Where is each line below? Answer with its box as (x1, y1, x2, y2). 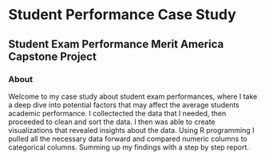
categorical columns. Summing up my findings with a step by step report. (8, 142, 250, 152)
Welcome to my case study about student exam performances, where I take (8, 92, 258, 101)
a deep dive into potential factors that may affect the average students (8, 100, 239, 109)
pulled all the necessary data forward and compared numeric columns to (8, 134, 247, 143)
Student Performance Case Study (8, 6, 237, 24)
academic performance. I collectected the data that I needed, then (8, 108, 227, 118)
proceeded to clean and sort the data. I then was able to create (8, 117, 216, 127)
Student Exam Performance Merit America (8, 37, 224, 51)
